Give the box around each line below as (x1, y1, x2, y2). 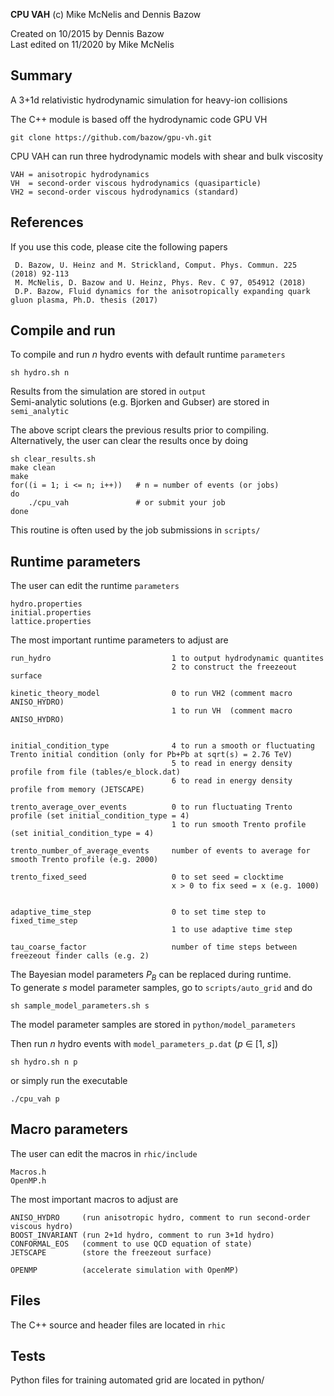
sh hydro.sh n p (10, 1057, 78, 1068)
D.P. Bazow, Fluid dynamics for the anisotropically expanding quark (14, 286, 311, 296)
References (10, 214, 84, 231)
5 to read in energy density (171, 759, 293, 769)
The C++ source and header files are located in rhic (10, 1319, 226, 1331)
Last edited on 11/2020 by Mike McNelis (10, 39, 175, 50)
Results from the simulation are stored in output (10, 385, 207, 398)
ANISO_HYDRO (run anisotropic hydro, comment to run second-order (10, 1212, 311, 1223)
